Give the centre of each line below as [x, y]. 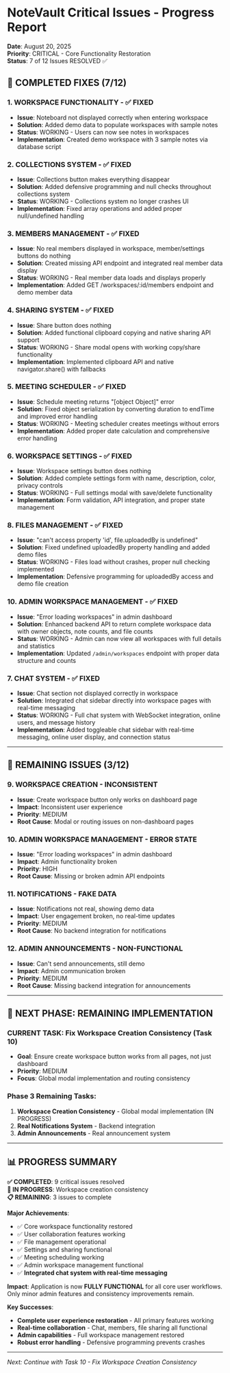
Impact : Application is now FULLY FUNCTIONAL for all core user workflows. [115, 1286]
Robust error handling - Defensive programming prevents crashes [111, 1342]
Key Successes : [30, 1307]
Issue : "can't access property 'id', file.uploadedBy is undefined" [107, 540]
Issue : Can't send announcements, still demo [81, 964]
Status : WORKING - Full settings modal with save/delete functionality [115, 493]
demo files [32, 555]
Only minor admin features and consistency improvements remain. [101, 1294]
